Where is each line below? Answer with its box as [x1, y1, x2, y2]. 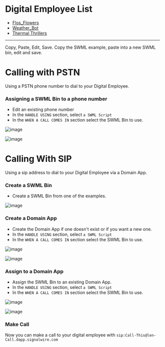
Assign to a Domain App [5, 268, 64, 275]
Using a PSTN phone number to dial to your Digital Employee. [5, 83, 129, 89]
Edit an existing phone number [12, 107, 75, 113]
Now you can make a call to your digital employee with [5, 332, 115, 338]
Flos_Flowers [12, 20, 39, 26]
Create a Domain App [5, 215, 57, 222]
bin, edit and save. [5, 49, 43, 55]
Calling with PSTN [5, 67, 80, 78]
